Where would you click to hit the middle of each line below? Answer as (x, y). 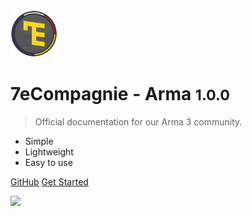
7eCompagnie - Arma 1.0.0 (120, 94)
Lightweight (49, 151)
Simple (39, 141)
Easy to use (48, 162)
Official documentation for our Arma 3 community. (138, 121)
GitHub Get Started (49, 181)
